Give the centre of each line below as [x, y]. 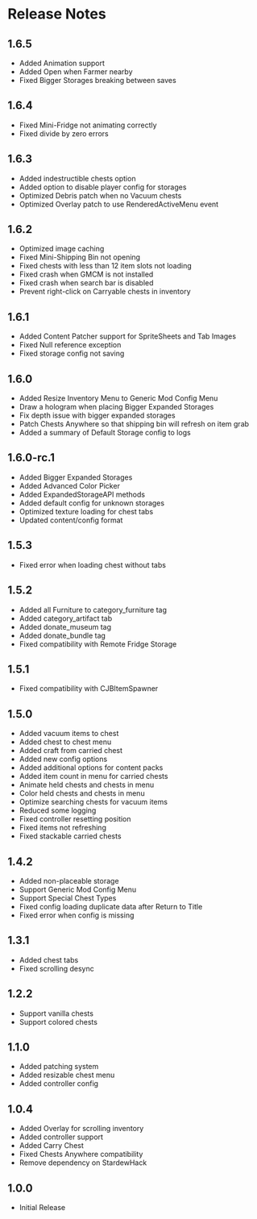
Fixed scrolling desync [56, 968]
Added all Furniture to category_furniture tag [93, 609]
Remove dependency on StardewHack [83, 1163]
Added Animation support [62, 63]
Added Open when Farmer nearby [76, 72]
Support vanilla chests [56, 1013]
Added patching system [59, 1067]
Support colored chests [58, 1021]
